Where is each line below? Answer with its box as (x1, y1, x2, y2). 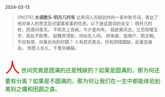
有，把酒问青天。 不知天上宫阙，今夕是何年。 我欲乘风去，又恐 (17, 27, 145, 32)
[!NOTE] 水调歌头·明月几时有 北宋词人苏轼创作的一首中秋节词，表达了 (17, 14, 159, 20)
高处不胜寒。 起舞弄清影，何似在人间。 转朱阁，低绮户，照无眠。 (26, 33, 158, 38)
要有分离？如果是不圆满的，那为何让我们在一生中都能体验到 (5, 78, 161, 85)
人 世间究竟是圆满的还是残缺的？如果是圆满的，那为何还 (5, 58, 160, 76)
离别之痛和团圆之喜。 (5, 86, 61, 93)
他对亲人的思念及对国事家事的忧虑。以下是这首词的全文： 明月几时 (17, 21, 153, 26)
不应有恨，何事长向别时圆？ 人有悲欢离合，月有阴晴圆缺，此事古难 (17, 39, 153, 45)
